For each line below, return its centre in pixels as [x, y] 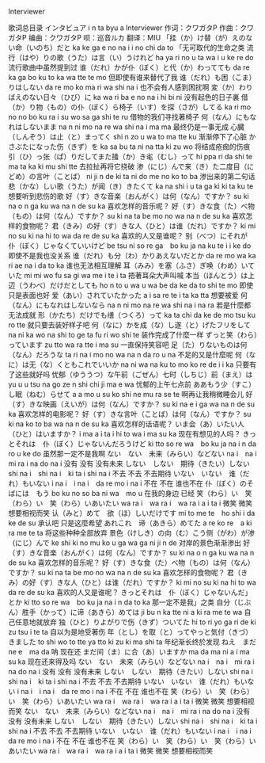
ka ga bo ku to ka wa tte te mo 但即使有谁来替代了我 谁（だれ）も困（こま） [132, 77]
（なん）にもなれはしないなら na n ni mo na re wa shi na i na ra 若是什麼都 [130, 305]
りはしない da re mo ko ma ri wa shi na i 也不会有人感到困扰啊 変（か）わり [131, 87]
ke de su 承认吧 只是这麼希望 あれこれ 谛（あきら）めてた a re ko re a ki [130, 523]
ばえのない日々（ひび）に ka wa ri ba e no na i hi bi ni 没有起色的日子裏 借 [129, 97]
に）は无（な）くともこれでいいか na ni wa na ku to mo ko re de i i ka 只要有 [132, 364]
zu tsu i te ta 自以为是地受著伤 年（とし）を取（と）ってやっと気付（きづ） [131, 632]
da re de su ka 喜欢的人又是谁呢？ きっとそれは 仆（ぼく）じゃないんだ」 [130, 592]
